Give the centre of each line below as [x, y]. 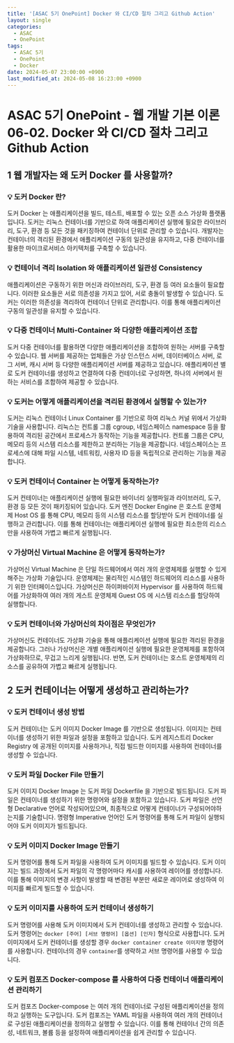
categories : [24, 26]
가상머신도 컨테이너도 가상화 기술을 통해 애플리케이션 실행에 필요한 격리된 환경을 [116, 640]
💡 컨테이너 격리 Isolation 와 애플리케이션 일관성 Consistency [105, 268]
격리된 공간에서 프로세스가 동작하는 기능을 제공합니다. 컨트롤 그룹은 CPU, [125, 436]
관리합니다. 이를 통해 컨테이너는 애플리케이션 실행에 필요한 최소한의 [117, 524]
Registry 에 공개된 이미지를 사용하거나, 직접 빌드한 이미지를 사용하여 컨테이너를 [115, 746]
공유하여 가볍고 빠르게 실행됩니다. [71, 667]
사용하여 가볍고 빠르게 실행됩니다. [65, 533]
